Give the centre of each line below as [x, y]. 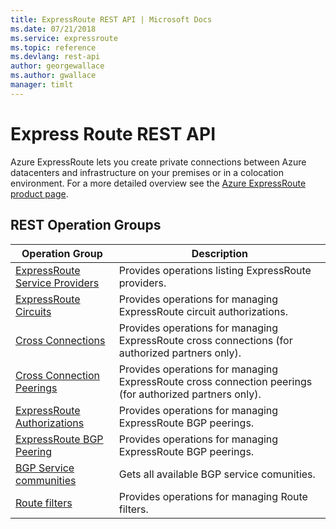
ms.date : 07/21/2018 [53, 29]
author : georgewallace [57, 66]
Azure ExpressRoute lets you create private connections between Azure [158, 162]
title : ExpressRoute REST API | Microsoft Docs [111, 19]
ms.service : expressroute [64, 38]
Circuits [33, 311]
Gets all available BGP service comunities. [217, 474]
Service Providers [57, 283]
